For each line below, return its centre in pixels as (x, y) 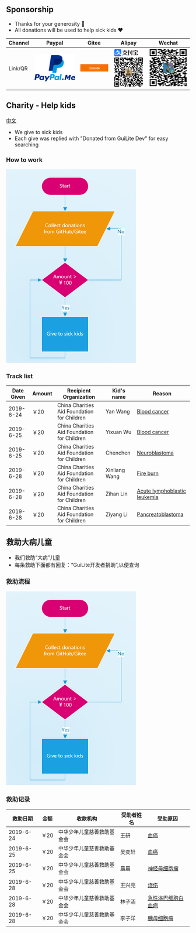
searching (27, 144)
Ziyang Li (117, 514)
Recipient (79, 390)
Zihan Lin (117, 494)
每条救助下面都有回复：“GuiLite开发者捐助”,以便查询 (77, 565)
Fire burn (148, 473)
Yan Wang (118, 412)
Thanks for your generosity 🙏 (50, 23)
